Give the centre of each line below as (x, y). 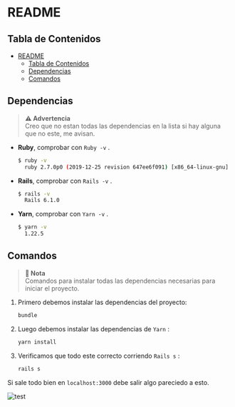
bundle (27, 315)
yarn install (37, 342)
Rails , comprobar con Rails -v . (65, 181)
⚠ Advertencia (48, 118)
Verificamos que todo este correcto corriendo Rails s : (99, 356)
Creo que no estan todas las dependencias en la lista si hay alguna (122, 126)
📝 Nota (35, 273)
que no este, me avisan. (60, 134)
